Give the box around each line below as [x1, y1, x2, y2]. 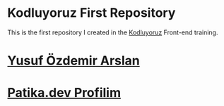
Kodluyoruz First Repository [7, 5, 176, 21]
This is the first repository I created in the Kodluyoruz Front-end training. [7, 28, 218, 37]
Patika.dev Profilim [7, 85, 122, 101]
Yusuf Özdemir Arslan [7, 53, 140, 69]
